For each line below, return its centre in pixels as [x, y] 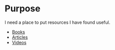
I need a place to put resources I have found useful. [57, 22]
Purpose [23, 9]
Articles [20, 37]
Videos [19, 42]
